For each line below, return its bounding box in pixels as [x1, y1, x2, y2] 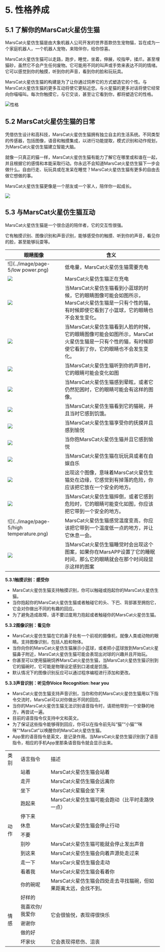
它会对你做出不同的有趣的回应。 [12, 606, 77, 612]
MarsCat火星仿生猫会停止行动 [51, 822, 120, 829]
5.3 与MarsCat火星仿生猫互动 [5, 208, 96, 216]
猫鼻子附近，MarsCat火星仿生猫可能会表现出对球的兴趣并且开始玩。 [12, 651, 150, 657]
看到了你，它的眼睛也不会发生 [74, 345, 144, 352]
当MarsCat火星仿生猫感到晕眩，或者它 [64, 378, 154, 385]
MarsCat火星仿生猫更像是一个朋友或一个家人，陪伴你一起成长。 [5, 183, 134, 189]
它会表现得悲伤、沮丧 [51, 938, 100, 945]
